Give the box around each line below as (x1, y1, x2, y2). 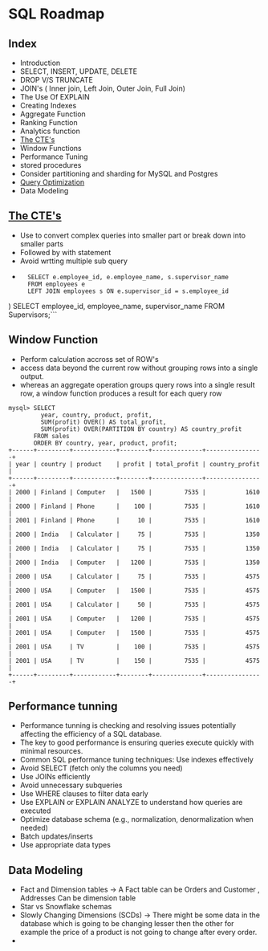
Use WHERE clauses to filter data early (19, 789, 148, 799)
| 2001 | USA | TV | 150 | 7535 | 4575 (8, 656, 261, 664)
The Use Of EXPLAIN (19, 92, 90, 101)
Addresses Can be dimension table (19, 893, 136, 903)
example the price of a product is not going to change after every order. (19, 928, 258, 937)
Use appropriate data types (19, 840, 111, 850)
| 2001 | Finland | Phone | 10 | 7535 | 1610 (8, 516, 261, 524)
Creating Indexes (19, 101, 77, 110)
